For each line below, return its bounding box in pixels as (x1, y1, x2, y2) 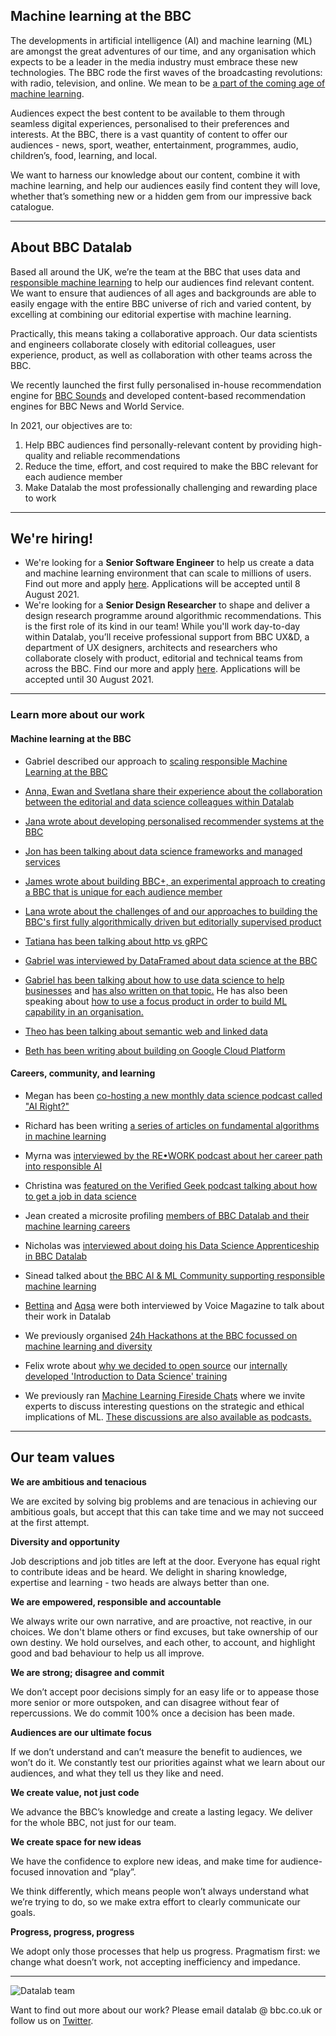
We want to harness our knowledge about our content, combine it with (10, 169, 301, 181)
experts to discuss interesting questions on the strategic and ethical (24, 1400, 305, 1412)
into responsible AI (24, 1160, 103, 1172)
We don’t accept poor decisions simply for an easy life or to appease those (10, 1685, 320, 1698)
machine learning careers (24, 1220, 131, 1232)
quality (24, 449, 54, 461)
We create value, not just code (10, 1786, 140, 1798)
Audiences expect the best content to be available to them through (10, 107, 286, 119)
